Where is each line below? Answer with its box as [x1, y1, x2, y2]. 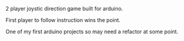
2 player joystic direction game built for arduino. [5, 5, 123, 12]
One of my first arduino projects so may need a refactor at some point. [5, 28, 179, 35]
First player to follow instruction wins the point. [5, 17, 121, 23]
